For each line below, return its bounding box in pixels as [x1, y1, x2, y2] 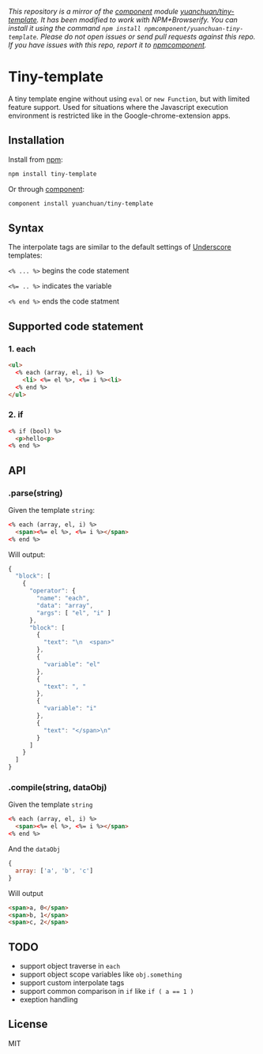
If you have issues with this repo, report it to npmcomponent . [8, 40, 207, 50]
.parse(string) [8, 487, 63, 499]
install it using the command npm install [8, 24, 141, 32]
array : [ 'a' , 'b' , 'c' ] [15, 867, 93, 875]
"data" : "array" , [36, 601, 93, 609]
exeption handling [19, 995, 78, 1004]
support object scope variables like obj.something [19, 969, 182, 979]
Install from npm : [8, 154, 63, 164]
